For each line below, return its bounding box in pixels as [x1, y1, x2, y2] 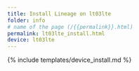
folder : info [7, 17, 46, 24]
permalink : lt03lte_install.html [7, 30, 105, 37]
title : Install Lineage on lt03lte [7, 10, 112, 18]
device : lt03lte [7, 37, 55, 44]
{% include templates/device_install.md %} [7, 56, 132, 64]
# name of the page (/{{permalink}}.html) [7, 23, 133, 30]
